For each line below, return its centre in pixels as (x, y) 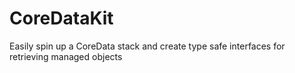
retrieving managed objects (66, 56)
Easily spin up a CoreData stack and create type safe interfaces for (147, 46)
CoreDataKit (61, 18)
